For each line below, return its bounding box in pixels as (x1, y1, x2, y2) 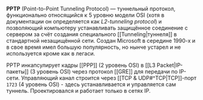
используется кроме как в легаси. (6, 50, 95, 57)
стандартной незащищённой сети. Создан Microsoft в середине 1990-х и (6, 37, 196, 44)
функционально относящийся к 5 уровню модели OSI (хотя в (6, 11, 165, 19)
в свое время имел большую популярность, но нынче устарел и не (6, 43, 181, 51)
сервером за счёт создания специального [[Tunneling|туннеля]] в (6, 31, 177, 38)
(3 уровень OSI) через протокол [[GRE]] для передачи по (30, 68, 178, 75)
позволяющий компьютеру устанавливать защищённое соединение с (6, 24, 188, 31)
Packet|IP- (156, 61, 183, 69)
